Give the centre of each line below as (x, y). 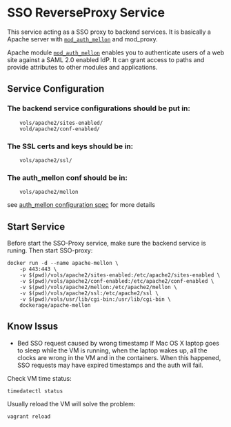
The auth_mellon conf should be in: (68, 177)
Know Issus (33, 327)
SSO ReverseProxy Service (86, 13)
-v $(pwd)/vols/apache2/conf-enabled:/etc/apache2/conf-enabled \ (117, 281)
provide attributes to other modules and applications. (82, 67)
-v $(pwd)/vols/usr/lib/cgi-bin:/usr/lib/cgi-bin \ (95, 299)
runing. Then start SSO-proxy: (50, 250)
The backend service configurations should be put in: (99, 108)
